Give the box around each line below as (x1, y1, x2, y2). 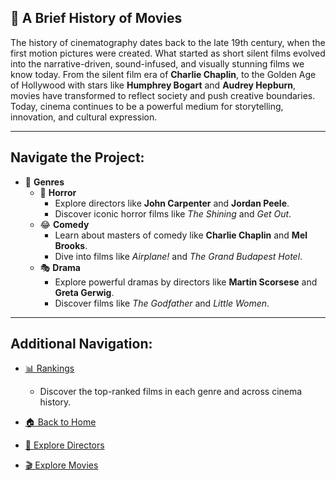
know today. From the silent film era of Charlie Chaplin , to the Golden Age (10, 68, 317, 80)
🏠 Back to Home (24, 416, 97, 428)
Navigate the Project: (10, 149, 145, 166)
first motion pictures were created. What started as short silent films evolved (10, 47, 326, 59)
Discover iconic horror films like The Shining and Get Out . (54, 207, 292, 220)
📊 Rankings (24, 362, 75, 375)
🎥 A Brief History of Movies (10, 10, 183, 27)
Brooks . (54, 239, 88, 251)
